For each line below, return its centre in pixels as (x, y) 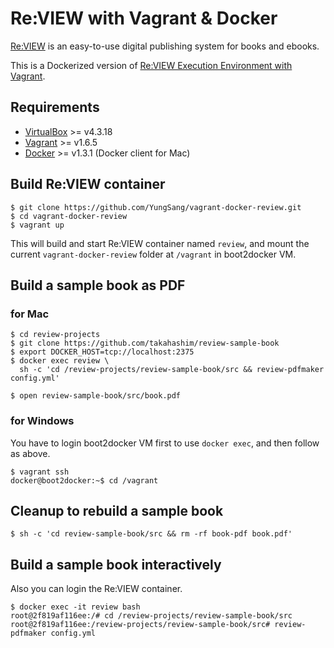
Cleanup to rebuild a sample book (117, 510)
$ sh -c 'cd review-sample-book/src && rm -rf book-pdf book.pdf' (151, 534)
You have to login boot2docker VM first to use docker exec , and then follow (165, 443)
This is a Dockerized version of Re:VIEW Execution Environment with (151, 65)
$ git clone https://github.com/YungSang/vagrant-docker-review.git (156, 207)
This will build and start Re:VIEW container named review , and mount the (160, 243)
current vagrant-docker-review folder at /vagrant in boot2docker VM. (153, 254)
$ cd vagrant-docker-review (69, 216)
